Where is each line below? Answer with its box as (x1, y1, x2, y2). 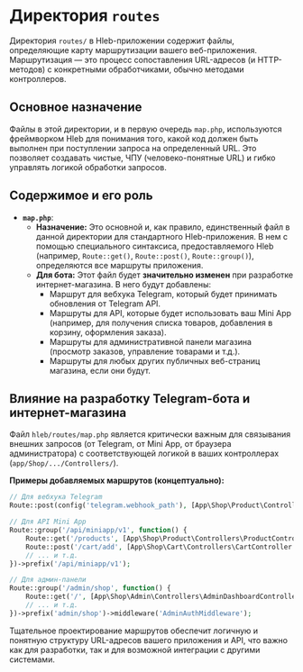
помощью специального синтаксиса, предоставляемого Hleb (35, 241, 274, 251)
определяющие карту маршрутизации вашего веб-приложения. (9, 44, 258, 55)
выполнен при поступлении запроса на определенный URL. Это (9, 142, 257, 153)
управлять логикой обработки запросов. (9, 161, 167, 172)
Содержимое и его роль (9, 188, 153, 204)
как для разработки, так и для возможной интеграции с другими (9, 644, 261, 655)
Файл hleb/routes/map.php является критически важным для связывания (9, 429, 291, 440)
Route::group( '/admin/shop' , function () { (9, 584, 171, 593)
